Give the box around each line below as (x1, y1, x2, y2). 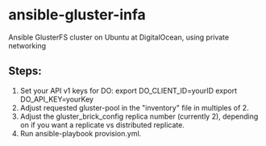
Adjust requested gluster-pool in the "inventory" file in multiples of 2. (19, 102, 249, 112)
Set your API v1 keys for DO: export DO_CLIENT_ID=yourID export (19, 86, 238, 95)
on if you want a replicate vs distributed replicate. (19, 119, 185, 130)
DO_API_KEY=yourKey (19, 94, 94, 104)
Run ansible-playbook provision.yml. (19, 128, 142, 138)
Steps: (8, 65, 42, 78)
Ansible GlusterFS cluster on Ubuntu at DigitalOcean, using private (8, 32, 230, 42)
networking (8, 40, 47, 50)
